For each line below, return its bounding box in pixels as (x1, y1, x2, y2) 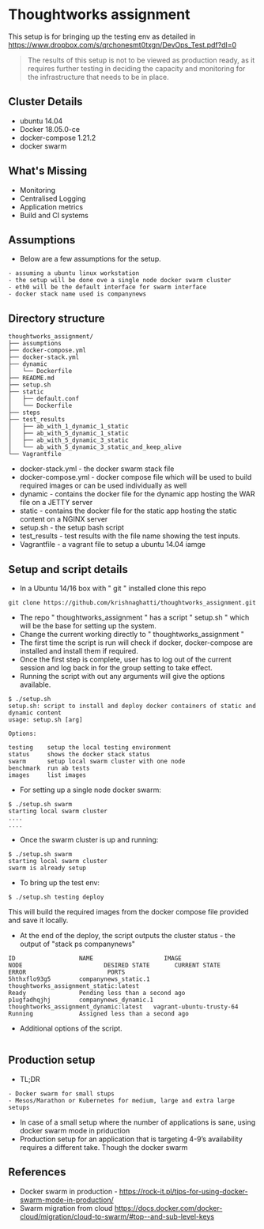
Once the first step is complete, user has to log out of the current (19, 654, 232, 664)
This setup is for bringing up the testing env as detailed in (8, 32, 196, 41)
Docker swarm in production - (19, 1186, 118, 1196)
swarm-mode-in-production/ (19, 1195, 115, 1204)
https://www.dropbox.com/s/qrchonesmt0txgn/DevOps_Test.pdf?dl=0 (8, 40, 237, 49)
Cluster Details (8, 95, 83, 108)
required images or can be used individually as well (19, 481, 187, 491)
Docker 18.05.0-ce (19, 124, 81, 134)
